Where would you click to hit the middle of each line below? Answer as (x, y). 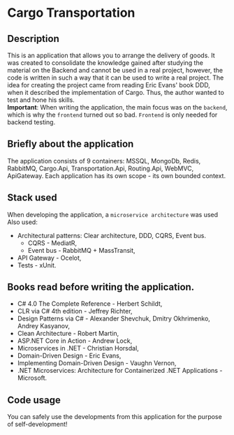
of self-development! (37, 425)
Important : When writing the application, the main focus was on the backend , (117, 107)
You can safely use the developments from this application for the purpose (115, 417)
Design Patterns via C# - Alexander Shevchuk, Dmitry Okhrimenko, (114, 318)
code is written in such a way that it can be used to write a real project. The (116, 78)
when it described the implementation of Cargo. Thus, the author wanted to (116, 93)
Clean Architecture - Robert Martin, (68, 334)
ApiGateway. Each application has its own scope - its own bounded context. (116, 175)
